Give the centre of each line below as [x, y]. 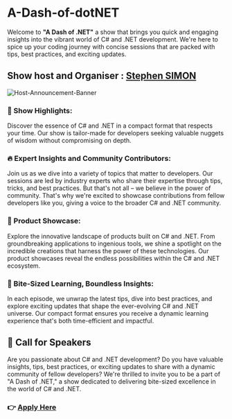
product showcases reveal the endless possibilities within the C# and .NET [114, 258]
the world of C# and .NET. [44, 388]
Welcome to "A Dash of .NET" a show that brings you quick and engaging [113, 32]
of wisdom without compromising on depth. [69, 141]
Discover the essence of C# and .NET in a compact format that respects [110, 126]
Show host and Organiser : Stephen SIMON [102, 76]
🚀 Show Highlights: [40, 110]
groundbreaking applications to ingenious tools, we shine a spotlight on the [114, 243]
